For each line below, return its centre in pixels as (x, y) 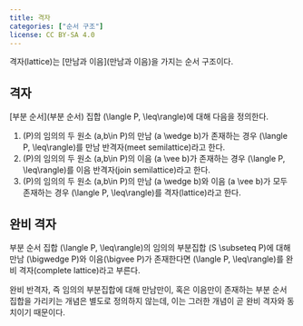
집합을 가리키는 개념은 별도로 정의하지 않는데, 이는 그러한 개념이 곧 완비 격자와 (147, 301)
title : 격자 (30, 18)
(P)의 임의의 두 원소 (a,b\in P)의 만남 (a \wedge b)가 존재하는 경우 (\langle (155, 136)
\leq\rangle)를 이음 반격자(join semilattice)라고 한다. (117, 170)
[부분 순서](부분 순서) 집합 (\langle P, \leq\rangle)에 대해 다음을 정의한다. (139, 117)
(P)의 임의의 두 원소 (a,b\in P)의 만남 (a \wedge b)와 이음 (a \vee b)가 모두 (155, 182)
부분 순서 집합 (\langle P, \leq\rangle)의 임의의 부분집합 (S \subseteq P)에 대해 (150, 247)
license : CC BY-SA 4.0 (52, 35)
